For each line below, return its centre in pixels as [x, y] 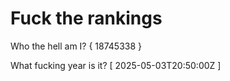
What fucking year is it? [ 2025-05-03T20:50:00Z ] [116, 65]
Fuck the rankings [86, 18]
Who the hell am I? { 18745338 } [76, 46]
